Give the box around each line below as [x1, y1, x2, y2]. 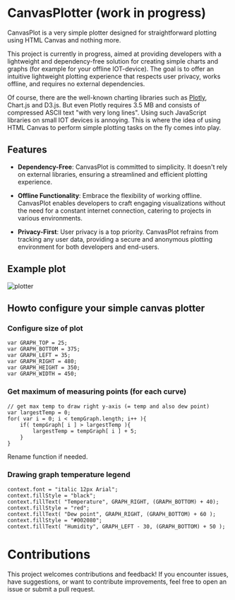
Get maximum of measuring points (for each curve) [7, 387, 187, 396]
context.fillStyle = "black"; [7, 492, 97, 499]
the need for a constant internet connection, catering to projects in [17, 206, 212, 215]
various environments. [17, 213, 83, 222]
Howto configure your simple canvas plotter [7, 302, 205, 314]
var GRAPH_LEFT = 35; [7, 352, 71, 359]
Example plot [7, 263, 66, 275]
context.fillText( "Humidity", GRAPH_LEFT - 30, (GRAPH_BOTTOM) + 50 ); [7, 523, 226, 530]
